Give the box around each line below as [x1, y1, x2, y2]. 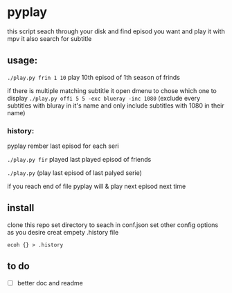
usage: [7, 55, 38, 67]
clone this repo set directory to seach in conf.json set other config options [7, 220, 219, 229]
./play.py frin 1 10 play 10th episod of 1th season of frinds [7, 73, 180, 81]
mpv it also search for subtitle [7, 34, 92, 42]
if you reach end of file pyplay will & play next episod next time [7, 182, 186, 191]
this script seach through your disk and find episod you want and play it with [7, 27, 225, 35]
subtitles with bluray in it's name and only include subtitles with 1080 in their [7, 101, 225, 110]
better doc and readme [17, 278, 83, 287]
